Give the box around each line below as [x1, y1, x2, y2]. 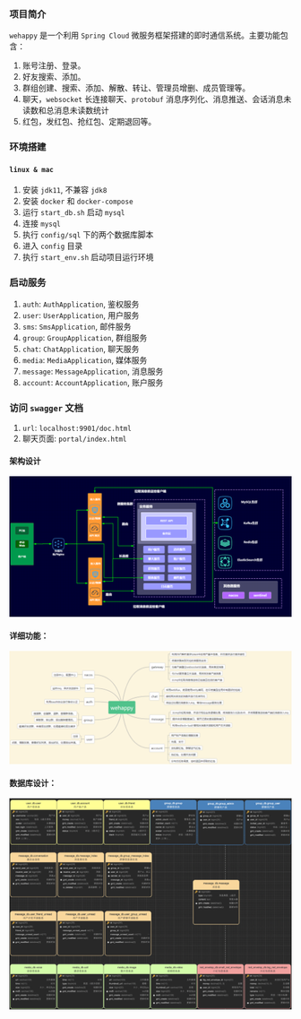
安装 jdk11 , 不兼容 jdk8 [21, 185, 107, 195]
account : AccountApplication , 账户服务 [21, 376, 164, 387]
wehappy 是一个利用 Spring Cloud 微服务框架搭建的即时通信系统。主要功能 [9, 30, 280, 41]
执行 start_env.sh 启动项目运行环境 [21, 252, 154, 263]
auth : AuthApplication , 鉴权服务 [21, 298, 140, 309]
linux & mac [9, 165, 54, 174]
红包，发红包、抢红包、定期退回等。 [21, 117, 157, 127]
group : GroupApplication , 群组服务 [21, 332, 148, 342]
